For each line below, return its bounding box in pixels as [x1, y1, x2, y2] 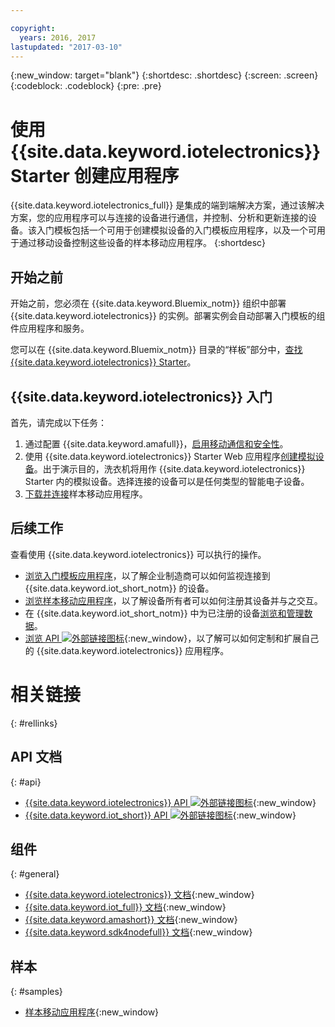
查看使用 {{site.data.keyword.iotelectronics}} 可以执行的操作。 [10, 548, 267, 560]
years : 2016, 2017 [19, 32, 97, 43]
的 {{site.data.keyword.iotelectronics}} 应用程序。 [24, 644, 230, 656]
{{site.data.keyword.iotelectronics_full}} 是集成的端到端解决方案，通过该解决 [10, 199, 325, 211]
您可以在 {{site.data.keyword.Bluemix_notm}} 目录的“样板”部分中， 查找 [10, 344, 303, 356]
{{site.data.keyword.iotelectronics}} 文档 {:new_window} [24, 889, 255, 901]
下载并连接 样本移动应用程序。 [24, 487, 148, 500]
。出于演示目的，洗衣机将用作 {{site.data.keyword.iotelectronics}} [33, 462, 306, 475]
